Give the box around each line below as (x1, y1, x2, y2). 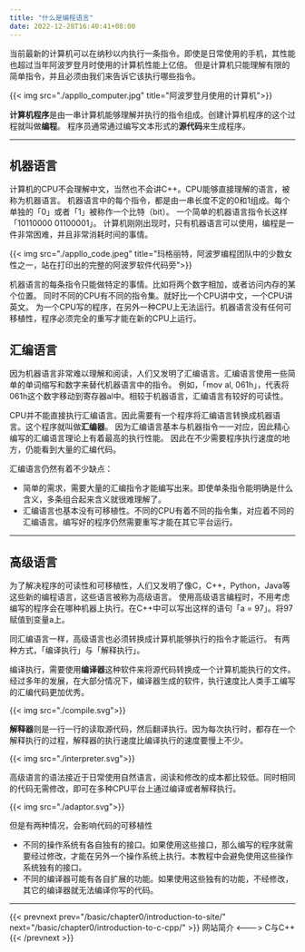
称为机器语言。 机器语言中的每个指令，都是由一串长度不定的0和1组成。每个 (9, 195, 290, 206)
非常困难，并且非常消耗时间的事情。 (16, 229, 152, 240)
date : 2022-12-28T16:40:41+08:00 (9, 22, 136, 31)
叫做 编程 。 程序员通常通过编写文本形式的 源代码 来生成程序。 (25, 120, 251, 132)
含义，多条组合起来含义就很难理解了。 (22, 494, 166, 505)
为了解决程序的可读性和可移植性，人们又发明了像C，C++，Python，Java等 (9, 580, 290, 591)
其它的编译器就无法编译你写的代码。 (22, 884, 159, 895)
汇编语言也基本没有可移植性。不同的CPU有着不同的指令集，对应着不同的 (22, 505, 295, 516)
